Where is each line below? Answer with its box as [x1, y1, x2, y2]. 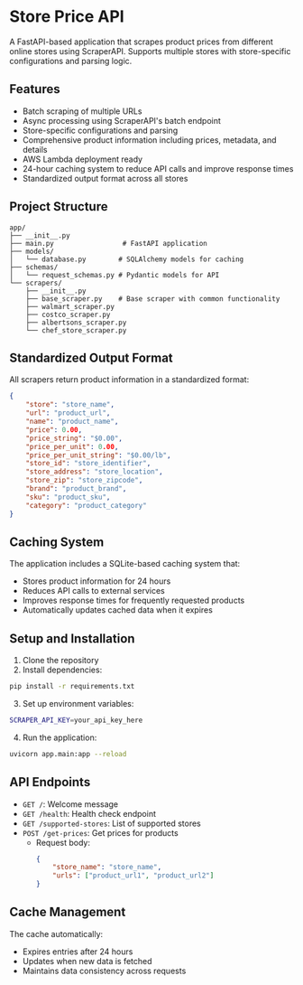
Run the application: [22, 732, 97, 743]
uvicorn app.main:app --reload [9, 749, 127, 758]
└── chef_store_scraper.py [25, 325, 127, 335]
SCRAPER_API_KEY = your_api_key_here [9, 716, 143, 725]
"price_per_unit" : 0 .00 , [25, 442, 119, 451]
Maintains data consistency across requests [22, 965, 187, 976]
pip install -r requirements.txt [9, 682, 135, 691]
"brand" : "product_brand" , [25, 484, 127, 493]
